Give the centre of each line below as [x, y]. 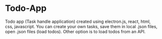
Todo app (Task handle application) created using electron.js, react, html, [78, 21]
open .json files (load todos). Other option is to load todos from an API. [75, 31]
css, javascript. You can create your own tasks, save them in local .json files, [81, 26]
